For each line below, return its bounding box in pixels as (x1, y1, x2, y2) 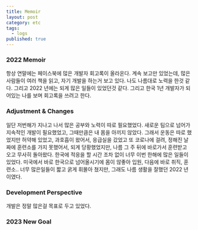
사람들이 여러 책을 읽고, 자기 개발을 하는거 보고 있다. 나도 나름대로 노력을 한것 (6, 77, 184, 85)
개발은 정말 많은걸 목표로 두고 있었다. (6, 202, 92, 209)
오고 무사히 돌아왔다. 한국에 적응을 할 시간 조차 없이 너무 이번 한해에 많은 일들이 (6, 151, 189, 158)
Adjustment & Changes (6, 107, 74, 115)
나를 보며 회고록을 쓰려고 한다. (21, 92, 92, 99)
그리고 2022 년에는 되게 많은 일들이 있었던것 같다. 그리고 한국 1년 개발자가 (14, 85, 184, 92)
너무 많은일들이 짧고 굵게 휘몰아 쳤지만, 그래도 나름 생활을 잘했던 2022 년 (20, 166, 189, 173)
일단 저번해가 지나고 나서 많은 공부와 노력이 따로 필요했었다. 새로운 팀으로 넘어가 (6, 121, 191, 128)
